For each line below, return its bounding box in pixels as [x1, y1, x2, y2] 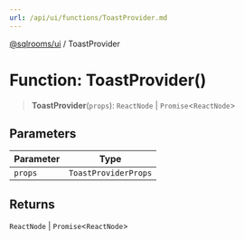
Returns [9, 197, 56, 212]
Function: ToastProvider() [9, 70, 207, 91]
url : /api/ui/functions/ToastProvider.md [9, 13, 168, 23]
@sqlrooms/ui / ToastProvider [9, 38, 120, 49]
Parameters [9, 126, 77, 141]
